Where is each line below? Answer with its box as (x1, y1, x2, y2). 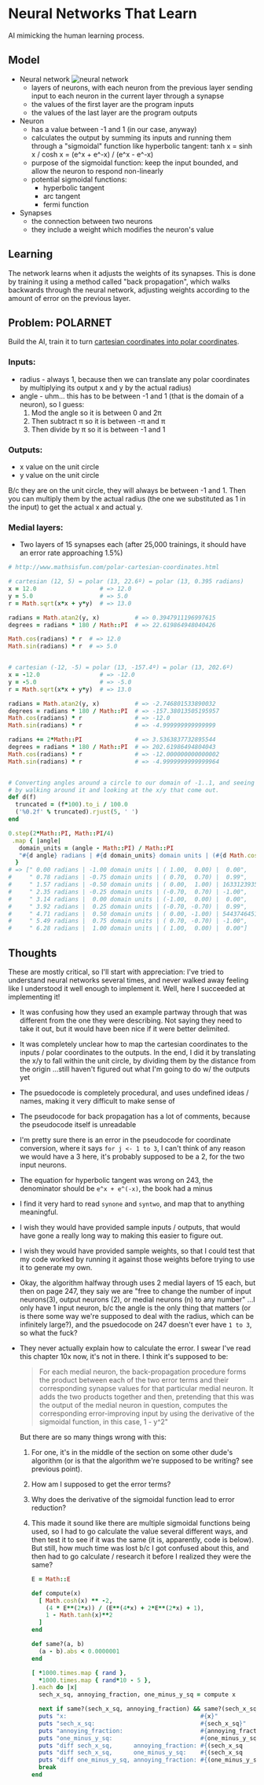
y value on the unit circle (19, 470, 100, 479)
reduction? (31, 1503, 67, 1512)
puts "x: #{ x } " (38, 1713, 218, 1721)
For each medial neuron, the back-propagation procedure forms (38, 1367, 247, 1376)
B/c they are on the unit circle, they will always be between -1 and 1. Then (8, 485, 246, 495)
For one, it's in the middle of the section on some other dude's (31, 1447, 233, 1456)
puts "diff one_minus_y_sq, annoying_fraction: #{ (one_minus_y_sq (38, 1756, 261, 1765)
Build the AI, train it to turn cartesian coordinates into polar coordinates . (8, 337, 240, 347)
